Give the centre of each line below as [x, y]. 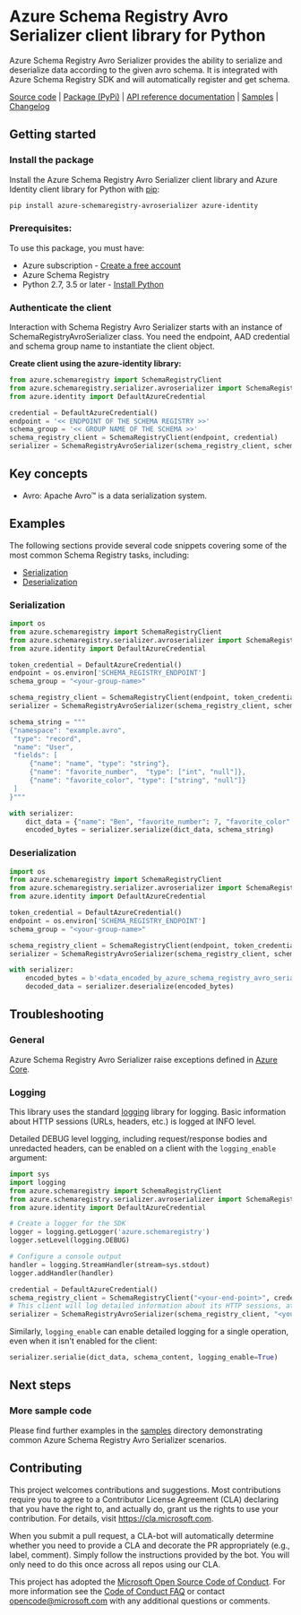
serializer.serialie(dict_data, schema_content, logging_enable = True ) [144, 1358]
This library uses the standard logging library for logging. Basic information [148, 1112]
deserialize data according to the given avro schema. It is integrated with [143, 70]
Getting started [53, 135]
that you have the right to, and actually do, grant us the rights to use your [144, 1508]
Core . [19, 1069]
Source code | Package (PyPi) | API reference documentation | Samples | [144, 97]
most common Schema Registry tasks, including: [99, 555]
